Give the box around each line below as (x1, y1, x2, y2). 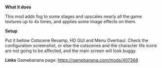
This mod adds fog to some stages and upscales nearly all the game (5, 14, 142, 19)
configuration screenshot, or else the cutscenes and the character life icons (5, 43, 157, 48)
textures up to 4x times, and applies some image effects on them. (5, 19, 137, 24)
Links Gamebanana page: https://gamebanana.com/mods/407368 (5, 57, 139, 63)
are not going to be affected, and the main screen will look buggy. (5, 48, 137, 53)
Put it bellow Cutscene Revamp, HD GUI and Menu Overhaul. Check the (5, 37, 148, 43)
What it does (5, 4, 32, 10)
